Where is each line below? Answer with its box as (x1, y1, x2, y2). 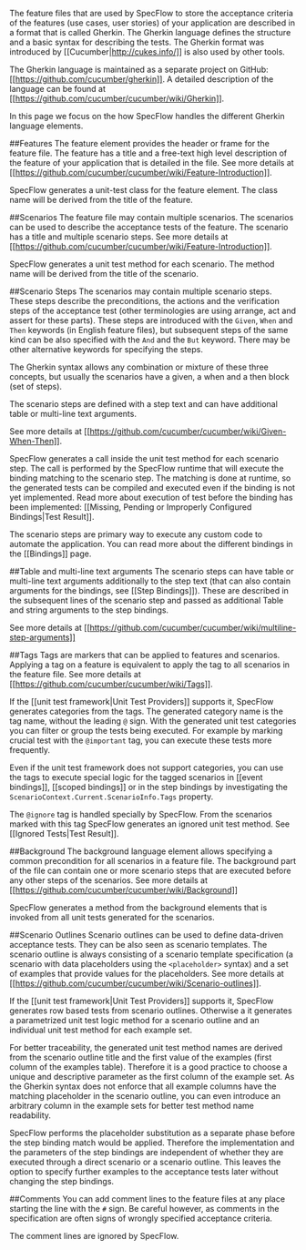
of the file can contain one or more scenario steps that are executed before (9, 865, 291, 876)
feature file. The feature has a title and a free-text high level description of (9, 147, 288, 158)
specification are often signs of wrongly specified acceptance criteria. (9, 1213, 273, 1224)
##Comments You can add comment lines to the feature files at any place (9, 1194, 285, 1204)
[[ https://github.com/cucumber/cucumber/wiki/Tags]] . (9, 678, 214, 689)
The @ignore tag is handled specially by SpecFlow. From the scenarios (9, 809, 273, 819)
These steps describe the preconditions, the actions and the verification (9, 296, 280, 306)
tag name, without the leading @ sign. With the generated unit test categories (9, 716, 297, 727)
